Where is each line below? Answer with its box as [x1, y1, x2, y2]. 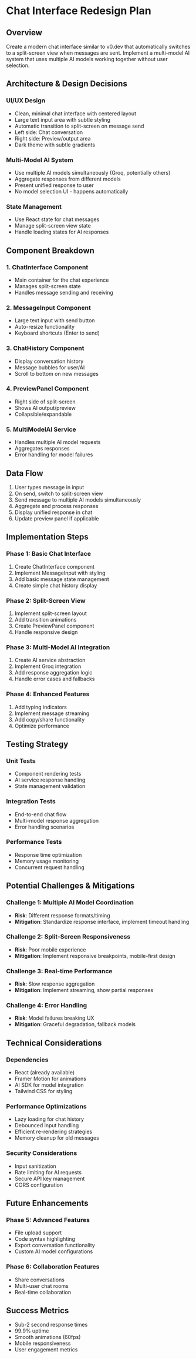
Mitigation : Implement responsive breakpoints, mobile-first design [14, 952, 176, 959]
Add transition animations [14, 616, 77, 623]
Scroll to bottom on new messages [14, 370, 99, 377]
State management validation [14, 783, 86, 790]
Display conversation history [14, 358, 84, 365]
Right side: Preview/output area [14, 135, 91, 142]
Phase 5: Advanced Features [6, 1216, 90, 1224]
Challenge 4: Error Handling [6, 1001, 87, 1010]
